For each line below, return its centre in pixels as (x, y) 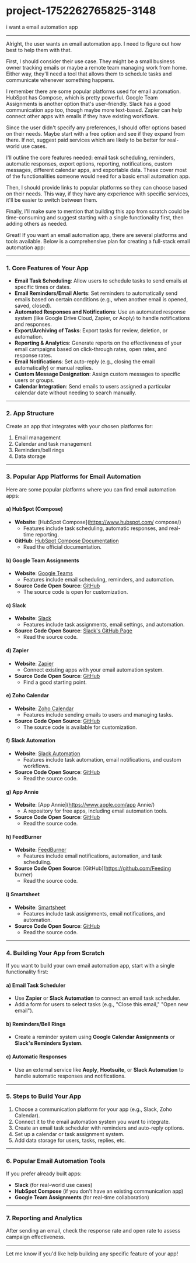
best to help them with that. (39, 50)
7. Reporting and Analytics (44, 1218)
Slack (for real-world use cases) (53, 1185)
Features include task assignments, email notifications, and (94, 913)
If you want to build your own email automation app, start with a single (90, 965)
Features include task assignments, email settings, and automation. (104, 625)
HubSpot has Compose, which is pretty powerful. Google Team (82, 97)
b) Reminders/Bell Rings (36, 1024)
